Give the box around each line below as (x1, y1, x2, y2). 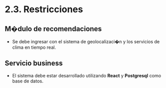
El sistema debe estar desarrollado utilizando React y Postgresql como (12, 72, 161, 78)
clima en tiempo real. (12, 44, 56, 50)
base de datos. (12, 78, 44, 84)
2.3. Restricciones (5, 4, 83, 15)
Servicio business (5, 59, 63, 68)
